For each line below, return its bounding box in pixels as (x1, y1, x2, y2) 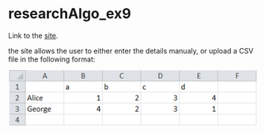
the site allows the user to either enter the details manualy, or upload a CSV (8, 46, 254, 55)
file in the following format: (8, 54, 96, 64)
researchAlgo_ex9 (8, 5, 132, 23)
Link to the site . (8, 31, 59, 40)
